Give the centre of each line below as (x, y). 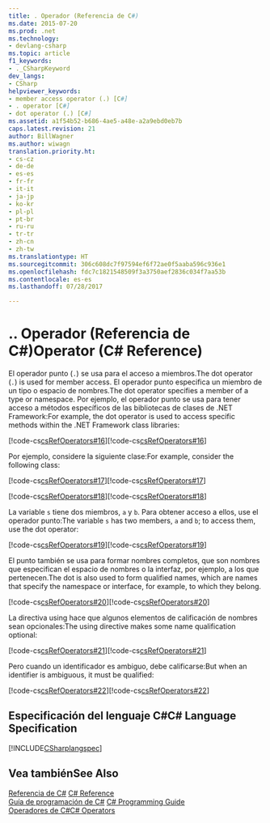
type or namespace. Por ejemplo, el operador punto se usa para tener (124, 399)
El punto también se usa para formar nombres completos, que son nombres (134, 561)
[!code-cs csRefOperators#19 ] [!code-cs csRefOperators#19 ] (108, 545)
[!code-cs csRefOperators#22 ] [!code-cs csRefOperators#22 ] (109, 691)
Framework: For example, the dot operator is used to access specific (122, 417)
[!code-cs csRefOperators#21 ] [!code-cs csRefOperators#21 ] (108, 651)
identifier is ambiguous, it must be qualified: (81, 675)
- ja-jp (21, 196)
